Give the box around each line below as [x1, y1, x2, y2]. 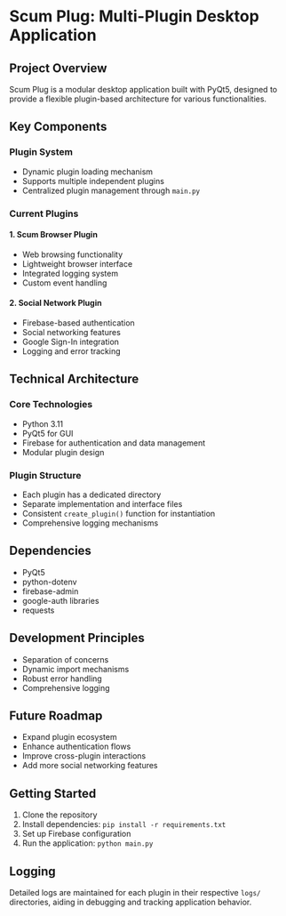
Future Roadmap [9, 709, 103, 724]
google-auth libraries [21, 595, 99, 606]
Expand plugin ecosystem [21, 732, 117, 743]
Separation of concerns [21, 654, 109, 664]
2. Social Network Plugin [9, 298, 102, 309]
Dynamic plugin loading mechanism [21, 166, 154, 177]
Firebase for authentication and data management [21, 438, 206, 448]
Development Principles [9, 631, 145, 646]
